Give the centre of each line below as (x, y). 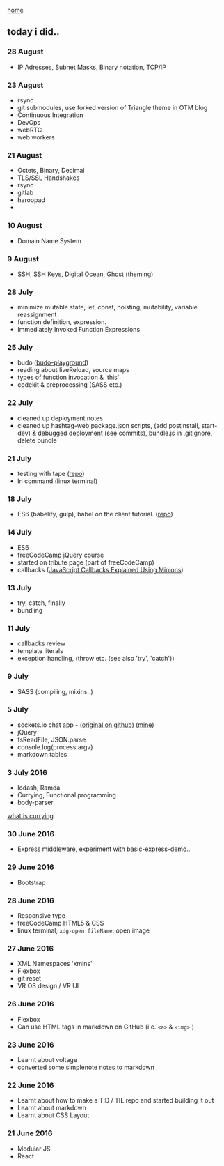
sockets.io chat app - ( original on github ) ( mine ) (86, 725)
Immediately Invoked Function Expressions (79, 330)
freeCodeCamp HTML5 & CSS (61, 923)
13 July (19, 588)
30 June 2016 (31, 834)
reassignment (37, 315)
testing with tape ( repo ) (51, 474)
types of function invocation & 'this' (68, 377)
